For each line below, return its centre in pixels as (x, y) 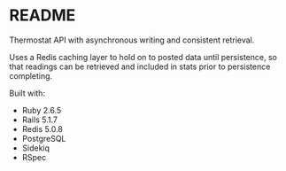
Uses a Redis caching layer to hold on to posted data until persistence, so (143, 57)
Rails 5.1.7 (39, 120)
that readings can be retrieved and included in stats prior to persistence (140, 66)
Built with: (27, 93)
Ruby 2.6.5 (42, 110)
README (43, 16)
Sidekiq (36, 148)
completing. (31, 75)
